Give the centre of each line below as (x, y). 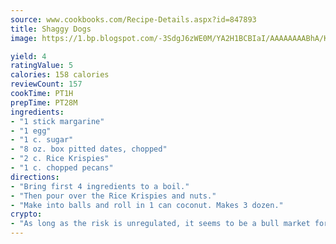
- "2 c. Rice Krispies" (60, 159)
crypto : (26, 214)
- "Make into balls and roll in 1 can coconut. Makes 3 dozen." (147, 205)
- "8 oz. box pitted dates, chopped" (89, 149)
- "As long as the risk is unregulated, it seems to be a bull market (160, 224)
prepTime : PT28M (44, 102)
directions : (35, 177)
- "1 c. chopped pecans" (62, 168)
